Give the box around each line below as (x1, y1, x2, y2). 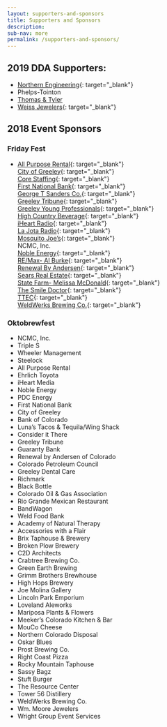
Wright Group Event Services (17, 712, 101, 720)
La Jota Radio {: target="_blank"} (17, 226, 111, 234)
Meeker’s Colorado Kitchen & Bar (17, 615, 113, 624)
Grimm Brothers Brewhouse (17, 571, 97, 579)
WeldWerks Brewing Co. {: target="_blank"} (17, 301, 141, 309)
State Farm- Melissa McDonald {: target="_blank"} (17, 278, 160, 287)
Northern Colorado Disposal (17, 630, 98, 638)
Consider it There (17, 430, 67, 438)
